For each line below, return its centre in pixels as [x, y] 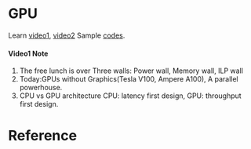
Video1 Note [28, 53]
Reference [42, 136]
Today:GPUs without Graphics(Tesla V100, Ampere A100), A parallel [129, 79]
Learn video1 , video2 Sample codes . [67, 35]
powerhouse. [41, 88]
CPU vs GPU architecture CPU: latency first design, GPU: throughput [130, 96]
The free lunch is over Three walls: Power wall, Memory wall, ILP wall [131, 71]
